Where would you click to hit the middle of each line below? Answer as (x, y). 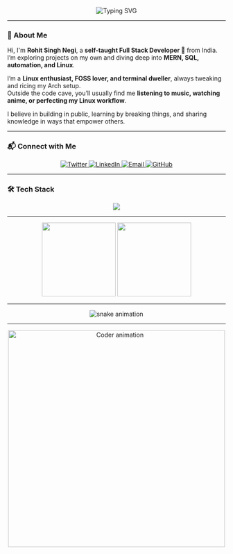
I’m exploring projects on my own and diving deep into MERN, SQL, (103, 58)
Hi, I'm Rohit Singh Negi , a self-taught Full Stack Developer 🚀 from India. (112, 50)
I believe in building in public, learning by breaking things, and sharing (107, 114)
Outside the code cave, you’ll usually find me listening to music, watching (114, 93)
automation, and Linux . (41, 65)
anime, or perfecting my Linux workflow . (67, 101)
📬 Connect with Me (42, 146)
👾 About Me (27, 35)
